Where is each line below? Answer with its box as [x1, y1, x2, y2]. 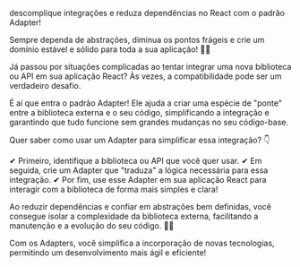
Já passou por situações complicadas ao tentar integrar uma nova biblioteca [9, 62, 292, 72]
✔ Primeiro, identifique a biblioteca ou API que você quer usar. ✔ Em [9, 156, 262, 166]
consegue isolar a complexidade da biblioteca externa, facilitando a [9, 211, 259, 221]
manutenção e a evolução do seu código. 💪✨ [9, 220, 175, 231]
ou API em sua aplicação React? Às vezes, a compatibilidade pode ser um [9, 71, 282, 82]
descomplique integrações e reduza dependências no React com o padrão [9, 8, 285, 18]
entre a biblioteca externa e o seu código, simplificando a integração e [9, 108, 270, 117]
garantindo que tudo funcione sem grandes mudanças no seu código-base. [9, 116, 289, 127]
